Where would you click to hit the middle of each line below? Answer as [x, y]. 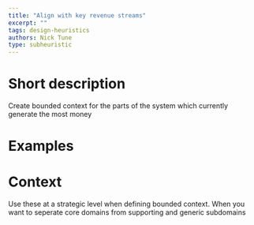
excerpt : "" [28, 23]
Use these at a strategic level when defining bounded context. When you [127, 204]
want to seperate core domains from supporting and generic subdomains [127, 212]
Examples [41, 146]
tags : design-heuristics [49, 30]
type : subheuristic [40, 45]
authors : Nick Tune [40, 37]
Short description [67, 84]
